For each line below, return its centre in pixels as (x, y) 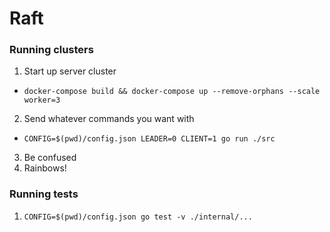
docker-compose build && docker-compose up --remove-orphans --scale (172, 92)
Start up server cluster (70, 71)
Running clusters (51, 50)
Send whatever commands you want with (109, 119)
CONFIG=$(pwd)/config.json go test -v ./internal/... (138, 217)
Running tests (44, 194)
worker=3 (42, 100)
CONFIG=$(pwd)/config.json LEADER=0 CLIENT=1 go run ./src (149, 139)
